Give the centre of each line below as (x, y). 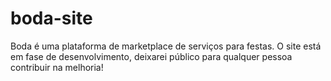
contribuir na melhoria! (57, 67)
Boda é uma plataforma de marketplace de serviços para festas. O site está (166, 46)
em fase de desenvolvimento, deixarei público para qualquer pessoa (151, 56)
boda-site (51, 18)
